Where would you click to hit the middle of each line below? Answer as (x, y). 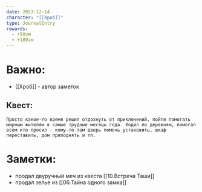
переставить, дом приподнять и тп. (51, 135)
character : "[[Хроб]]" (35, 18)
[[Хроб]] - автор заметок (47, 86)
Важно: (26, 70)
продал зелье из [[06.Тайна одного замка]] (71, 182)
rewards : (17, 29)
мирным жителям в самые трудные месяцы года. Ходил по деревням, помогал (101, 124)
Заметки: (31, 159)
